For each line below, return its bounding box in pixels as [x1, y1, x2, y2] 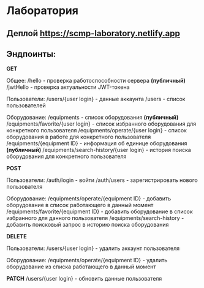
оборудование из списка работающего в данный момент [6, 263, 156, 270]
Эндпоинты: [6, 48, 56, 59]
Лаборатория [6, 4, 78, 18]
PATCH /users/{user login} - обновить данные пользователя [6, 275, 162, 282]
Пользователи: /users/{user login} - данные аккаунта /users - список [6, 96, 186, 103]
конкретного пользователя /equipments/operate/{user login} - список [6, 127, 187, 134]
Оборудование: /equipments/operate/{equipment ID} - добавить [6, 195, 172, 202]
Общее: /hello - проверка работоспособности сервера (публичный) [6, 77, 186, 85]
